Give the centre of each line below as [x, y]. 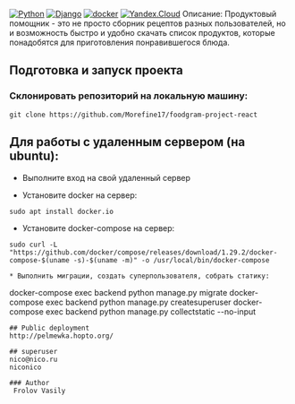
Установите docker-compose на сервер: [98, 228]
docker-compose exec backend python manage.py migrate [118, 292]
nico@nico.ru [34, 359]
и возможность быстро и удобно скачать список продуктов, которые [142, 33]
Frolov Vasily [39, 391]
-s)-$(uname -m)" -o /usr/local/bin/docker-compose [171, 260]
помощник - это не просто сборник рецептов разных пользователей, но [147, 23]
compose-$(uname [39, 260]
